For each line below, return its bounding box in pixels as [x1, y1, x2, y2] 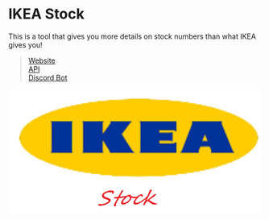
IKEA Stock [8, 5, 85, 23]
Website [27, 56, 56, 65]
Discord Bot [27, 73, 68, 82]
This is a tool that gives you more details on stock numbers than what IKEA [8, 31, 256, 41]
